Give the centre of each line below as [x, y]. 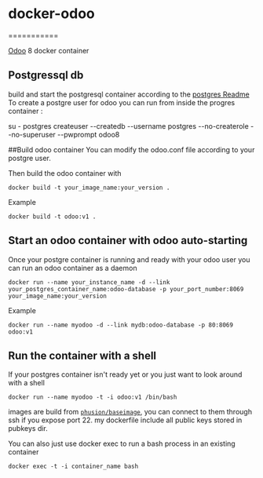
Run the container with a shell [82, 355]
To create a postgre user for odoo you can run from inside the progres [122, 102]
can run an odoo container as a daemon [73, 268]
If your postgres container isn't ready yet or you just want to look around [125, 374]
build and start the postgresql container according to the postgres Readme [129, 94]
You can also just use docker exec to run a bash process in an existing [122, 443]
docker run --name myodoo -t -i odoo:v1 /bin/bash [93, 397]
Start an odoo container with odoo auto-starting [128, 241]
